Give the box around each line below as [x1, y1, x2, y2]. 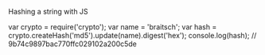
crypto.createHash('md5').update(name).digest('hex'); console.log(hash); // [8, 31, 257, 40]
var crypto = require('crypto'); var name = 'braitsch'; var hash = [8, 22, 217, 31]
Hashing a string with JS [8, 7, 89, 16]
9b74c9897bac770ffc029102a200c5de [8, 39, 138, 49]
